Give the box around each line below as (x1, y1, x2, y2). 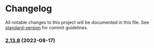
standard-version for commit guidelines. (5, 24, 88, 30)
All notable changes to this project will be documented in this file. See (5, 19, 149, 25)
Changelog (5, 3, 52, 14)
